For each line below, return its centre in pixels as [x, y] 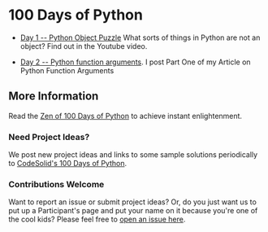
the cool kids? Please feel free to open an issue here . [97, 219]
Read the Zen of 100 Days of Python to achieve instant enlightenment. [125, 116]
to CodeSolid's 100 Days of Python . [68, 164]
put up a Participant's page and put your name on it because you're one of [133, 211]
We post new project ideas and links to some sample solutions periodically [133, 155]
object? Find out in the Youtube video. [84, 46]
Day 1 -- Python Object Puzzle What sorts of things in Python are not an [140, 37]
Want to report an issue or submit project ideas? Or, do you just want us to [133, 202]
